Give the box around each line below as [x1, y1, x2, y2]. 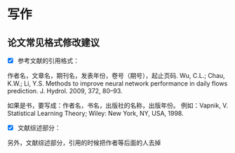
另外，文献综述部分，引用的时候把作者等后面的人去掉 [7, 138, 161, 147]
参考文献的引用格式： [17, 57, 79, 65]
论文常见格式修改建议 [7, 36, 100, 48]
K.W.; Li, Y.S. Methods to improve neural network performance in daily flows [7, 79, 228, 88]
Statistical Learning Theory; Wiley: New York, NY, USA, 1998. [7, 109, 184, 118]
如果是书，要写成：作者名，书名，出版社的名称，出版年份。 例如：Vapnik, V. [7, 101, 228, 109]
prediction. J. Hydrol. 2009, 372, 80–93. [7, 87, 123, 95]
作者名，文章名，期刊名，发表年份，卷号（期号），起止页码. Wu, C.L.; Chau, [7, 72, 226, 80]
